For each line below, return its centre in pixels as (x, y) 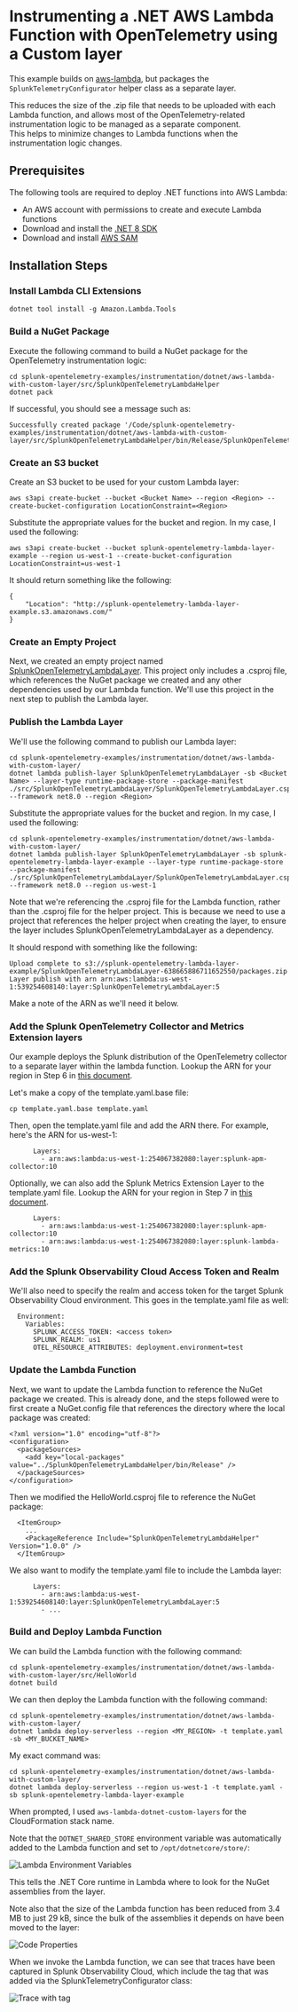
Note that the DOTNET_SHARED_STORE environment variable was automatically (145, 1838)
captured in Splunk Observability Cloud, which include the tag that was (139, 1971)
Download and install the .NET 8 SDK (90, 228)
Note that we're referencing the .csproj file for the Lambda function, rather (145, 902)
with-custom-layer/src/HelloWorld (73, 1675)
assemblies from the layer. (57, 1891)
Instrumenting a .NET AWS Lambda (142, 16)
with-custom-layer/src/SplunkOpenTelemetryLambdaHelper (114, 384)
